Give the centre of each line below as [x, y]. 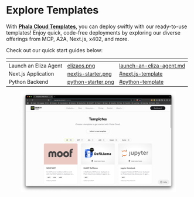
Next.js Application [31, 73]
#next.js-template [141, 73]
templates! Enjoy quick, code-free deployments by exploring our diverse [93, 32]
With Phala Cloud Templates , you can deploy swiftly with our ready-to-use [97, 26]
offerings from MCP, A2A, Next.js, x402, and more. [68, 39]
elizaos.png [81, 66]
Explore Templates [52, 10]
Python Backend [28, 82]
